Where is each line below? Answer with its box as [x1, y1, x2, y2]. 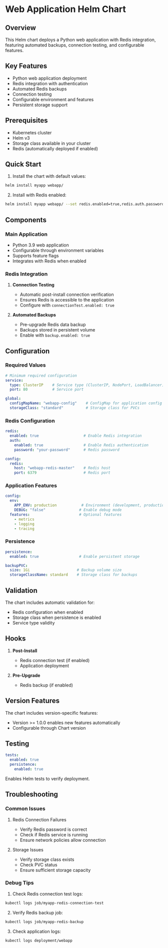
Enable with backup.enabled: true [19, 332, 90, 339]
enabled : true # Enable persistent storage [9, 554, 140, 559]
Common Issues [5, 805, 46, 812]
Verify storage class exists [19, 856, 74, 862]
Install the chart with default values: [12, 173, 86, 179]
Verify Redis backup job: [12, 909, 63, 915]
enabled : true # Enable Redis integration [9, 433, 142, 439]
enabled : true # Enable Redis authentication [14, 442, 149, 448]
